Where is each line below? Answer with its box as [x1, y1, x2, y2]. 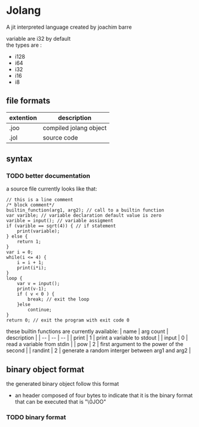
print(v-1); [17, 286, 47, 292]
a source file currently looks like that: [6, 185, 97, 192]
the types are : [6, 41, 42, 49]
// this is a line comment [6, 197, 74, 203]
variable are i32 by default [6, 35, 71, 42]
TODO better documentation [6, 172, 91, 180]
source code [42, 133, 78, 141]
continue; [27, 307, 52, 313]
